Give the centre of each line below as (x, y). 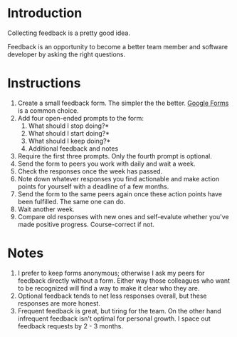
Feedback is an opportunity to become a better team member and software (118, 46)
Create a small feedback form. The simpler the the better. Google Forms (123, 103)
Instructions (44, 83)
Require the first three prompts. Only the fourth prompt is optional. (115, 156)
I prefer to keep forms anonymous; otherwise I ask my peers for (111, 273)
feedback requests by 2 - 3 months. (70, 326)
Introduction (45, 13)
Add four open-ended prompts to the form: (81, 118)
